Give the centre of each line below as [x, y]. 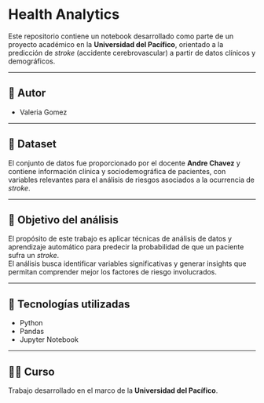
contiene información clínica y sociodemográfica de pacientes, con [117, 171]
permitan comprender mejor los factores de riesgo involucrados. [113, 272]
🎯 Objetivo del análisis [64, 220]
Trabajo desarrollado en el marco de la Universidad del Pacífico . [113, 390]
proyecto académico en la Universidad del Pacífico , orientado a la [116, 44]
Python [31, 323]
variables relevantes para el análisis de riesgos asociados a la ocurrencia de [132, 180]
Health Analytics [64, 15]
